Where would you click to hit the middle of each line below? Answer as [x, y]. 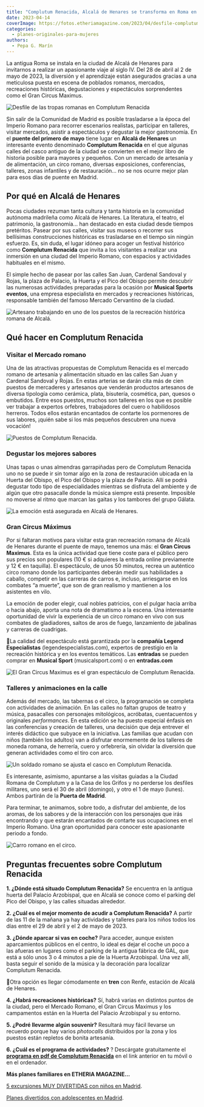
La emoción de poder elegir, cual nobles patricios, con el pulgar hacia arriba [101, 603]
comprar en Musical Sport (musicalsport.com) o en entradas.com [90, 660]
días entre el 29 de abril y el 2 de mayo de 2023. [67, 926]
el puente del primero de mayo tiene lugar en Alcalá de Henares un [91, 138]
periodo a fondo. [27, 833]
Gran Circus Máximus [39, 526]
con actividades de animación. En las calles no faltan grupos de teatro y [96, 708]
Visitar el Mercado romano [46, 355]
